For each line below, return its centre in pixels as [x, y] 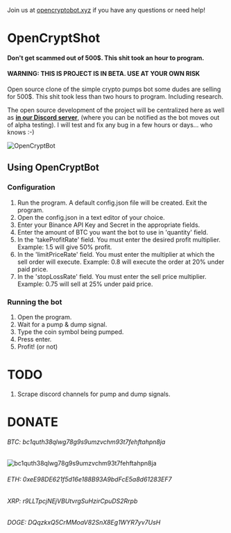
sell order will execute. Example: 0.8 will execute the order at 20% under [121, 262]
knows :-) [21, 132]
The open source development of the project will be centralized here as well [116, 110]
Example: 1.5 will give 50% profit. [65, 247]
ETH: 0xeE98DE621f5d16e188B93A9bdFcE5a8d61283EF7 [89, 479]
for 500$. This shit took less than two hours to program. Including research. [115, 96]
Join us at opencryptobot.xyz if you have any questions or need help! [106, 10]
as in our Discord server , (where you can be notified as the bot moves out [113, 117]
